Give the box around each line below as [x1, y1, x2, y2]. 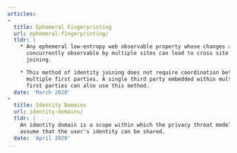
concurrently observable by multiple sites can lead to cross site [25, 50, 229, 57]
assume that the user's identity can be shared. [20, 128, 166, 135]
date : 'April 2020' [13, 135, 71, 142]
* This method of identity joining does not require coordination [20, 68, 219, 76]
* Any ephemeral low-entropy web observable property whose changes [20, 43, 226, 50]
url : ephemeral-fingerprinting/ [13, 30, 109, 37]
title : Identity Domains [13, 102, 87, 109]
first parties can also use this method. [25, 82, 150, 89]
